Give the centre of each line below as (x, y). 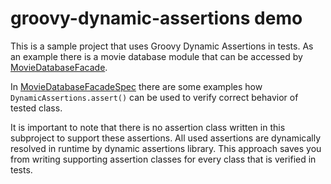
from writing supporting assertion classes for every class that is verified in (163, 159)
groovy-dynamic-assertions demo (156, 18)
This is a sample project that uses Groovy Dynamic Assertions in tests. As (162, 46)
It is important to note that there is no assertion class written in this (148, 127)
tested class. (36, 108)
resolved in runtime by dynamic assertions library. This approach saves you (166, 148)
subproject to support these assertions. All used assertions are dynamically (166, 138)
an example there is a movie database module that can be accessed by (156, 56)
